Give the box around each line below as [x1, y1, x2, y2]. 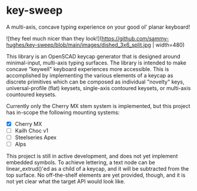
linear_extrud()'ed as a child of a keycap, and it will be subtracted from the [6, 165, 189, 172]
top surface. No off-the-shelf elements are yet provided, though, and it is [6, 171, 186, 179]
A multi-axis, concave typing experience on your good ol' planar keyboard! [6, 23, 190, 30]
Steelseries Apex [14, 134, 57, 141]
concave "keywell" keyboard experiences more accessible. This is [6, 65, 169, 72]
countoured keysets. [6, 91, 57, 98]
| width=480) [152, 41, 185, 48]
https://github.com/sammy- [101, 35, 169, 42]
